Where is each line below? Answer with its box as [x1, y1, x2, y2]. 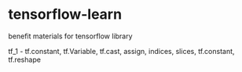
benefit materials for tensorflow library [8, 31, 133, 41]
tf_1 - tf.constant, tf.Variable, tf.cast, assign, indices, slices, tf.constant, [8, 46, 235, 56]
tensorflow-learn [8, 5, 123, 23]
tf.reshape [8, 55, 42, 64]
